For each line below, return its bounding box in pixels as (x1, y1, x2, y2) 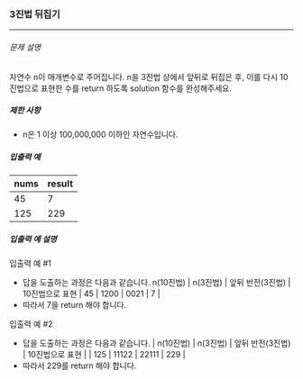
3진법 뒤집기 (9, 7, 60, 20)
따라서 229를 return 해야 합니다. (22, 360, 137, 371)
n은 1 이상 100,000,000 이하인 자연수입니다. (22, 129, 179, 140)
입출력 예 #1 (9, 258, 51, 269)
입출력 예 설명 (9, 234, 57, 245)
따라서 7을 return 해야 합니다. (22, 300, 127, 311)
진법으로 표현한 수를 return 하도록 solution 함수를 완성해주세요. (9, 83, 232, 94)
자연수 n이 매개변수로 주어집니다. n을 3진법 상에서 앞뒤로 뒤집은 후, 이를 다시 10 (9, 71, 289, 82)
